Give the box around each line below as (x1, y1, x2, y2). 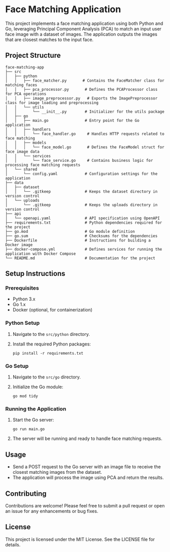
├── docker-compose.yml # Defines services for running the (5, 247, 162, 252)
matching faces (5, 82, 38, 87)
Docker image (5, 242, 33, 247)
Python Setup (5, 320, 40, 327)
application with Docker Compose (5, 251, 76, 256)
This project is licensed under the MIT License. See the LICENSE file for (5, 536, 155, 542)
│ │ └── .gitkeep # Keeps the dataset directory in (5, 189, 158, 194)
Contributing (5, 489, 47, 498)
